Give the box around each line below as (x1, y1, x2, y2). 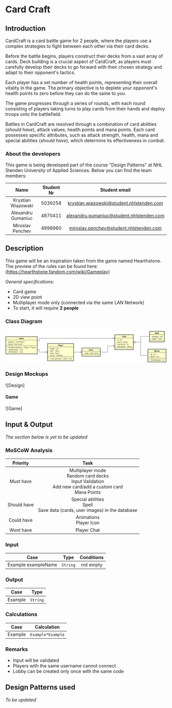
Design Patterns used (5, 683, 76, 692)
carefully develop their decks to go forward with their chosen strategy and (5, 64, 162, 70)
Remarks (5, 645, 28, 653)
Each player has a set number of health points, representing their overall (5, 80, 158, 85)
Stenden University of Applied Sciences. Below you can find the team (5, 167, 152, 174)
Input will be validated (12, 657, 59, 663)
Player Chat (75, 527, 100, 533)
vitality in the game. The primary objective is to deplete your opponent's (5, 85, 158, 91)
